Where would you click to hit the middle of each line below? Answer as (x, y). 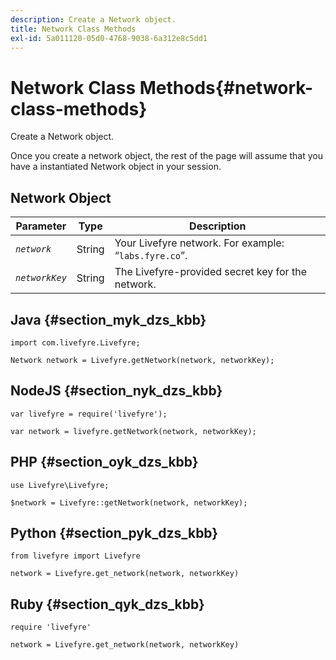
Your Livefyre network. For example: (199, 243)
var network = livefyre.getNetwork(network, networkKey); (133, 431)
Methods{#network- (226, 87)
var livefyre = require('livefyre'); (89, 414)
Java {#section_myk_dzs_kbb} (108, 319)
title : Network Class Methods (73, 29)
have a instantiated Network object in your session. (116, 167)
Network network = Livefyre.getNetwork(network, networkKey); (142, 360)
